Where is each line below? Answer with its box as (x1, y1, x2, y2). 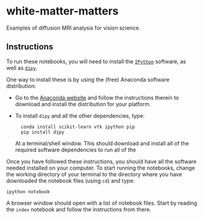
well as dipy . (6, 64, 38, 71)
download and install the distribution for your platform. (15, 100, 151, 107)
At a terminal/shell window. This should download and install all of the (15, 139, 189, 147)
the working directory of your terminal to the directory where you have (6, 170, 182, 178)
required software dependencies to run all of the (15, 146, 136, 153)
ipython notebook (6, 188, 50, 194)
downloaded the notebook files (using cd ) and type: (6, 177, 135, 184)
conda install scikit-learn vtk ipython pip (21, 124, 135, 130)
